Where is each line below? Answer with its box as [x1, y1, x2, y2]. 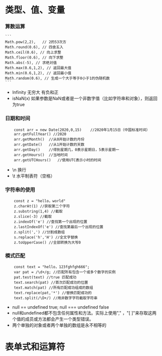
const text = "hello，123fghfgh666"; [14, 265, 90, 270]
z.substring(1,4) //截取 [14, 209, 63, 214]
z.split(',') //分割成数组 [14, 230, 65, 235]
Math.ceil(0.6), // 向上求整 [5, 50, 61, 55]
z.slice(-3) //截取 [14, 214, 52, 219]
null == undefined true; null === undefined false [12, 304, 109, 310]
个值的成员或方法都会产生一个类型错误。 [12, 316, 94, 322]
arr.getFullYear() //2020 [14, 131, 67, 137]
